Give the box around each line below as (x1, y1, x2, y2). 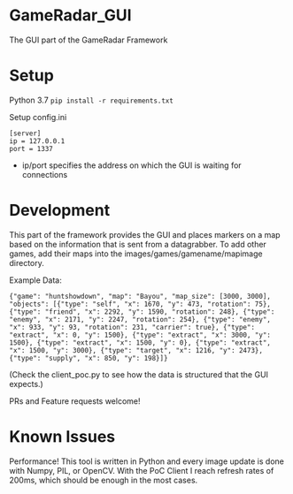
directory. (9, 257, 44, 268)
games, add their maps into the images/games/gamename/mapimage (9, 248, 263, 259)
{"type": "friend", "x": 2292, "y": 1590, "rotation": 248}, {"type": (9, 307, 275, 316)
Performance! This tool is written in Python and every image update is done (9, 456, 285, 467)
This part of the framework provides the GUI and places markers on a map (9, 229, 281, 239)
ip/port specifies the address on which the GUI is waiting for (21, 160, 242, 171)
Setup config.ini (9, 111, 67, 122)
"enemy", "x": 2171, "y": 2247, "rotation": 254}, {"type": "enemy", (9, 315, 272, 323)
